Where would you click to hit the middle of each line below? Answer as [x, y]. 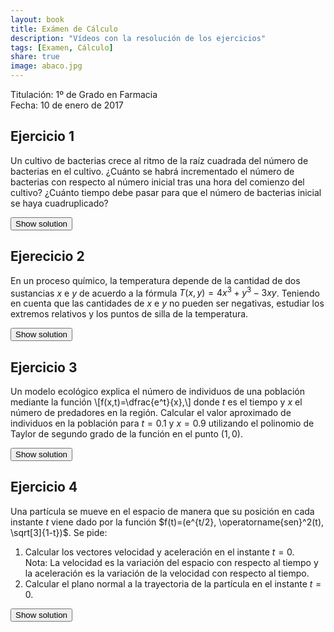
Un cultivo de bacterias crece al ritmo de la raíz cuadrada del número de [159, 160]
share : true [35, 57]
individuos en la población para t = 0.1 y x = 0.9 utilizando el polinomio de [162, 423]
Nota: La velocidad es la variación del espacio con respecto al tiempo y [171, 562]
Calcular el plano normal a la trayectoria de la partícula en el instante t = [173, 583]
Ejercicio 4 [44, 487]
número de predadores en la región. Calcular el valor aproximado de [151, 413]
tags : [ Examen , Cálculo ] [62, 47]
